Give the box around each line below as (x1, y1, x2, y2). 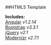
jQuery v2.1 (5, 30, 28, 35)
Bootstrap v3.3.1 (5, 24, 38, 30)
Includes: (5, 14, 25, 19)
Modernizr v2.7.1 (5, 35, 39, 41)
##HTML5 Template (5, 4, 46, 10)
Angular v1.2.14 (5, 19, 36, 25)
